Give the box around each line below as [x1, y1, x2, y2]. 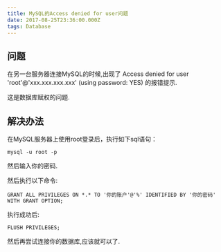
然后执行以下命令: [7, 177, 58, 184]
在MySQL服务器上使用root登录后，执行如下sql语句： [7, 135, 157, 143]
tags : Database [7, 23, 51, 30]
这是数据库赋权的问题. [7, 93, 71, 101]
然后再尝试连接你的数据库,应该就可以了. [7, 238, 121, 245]
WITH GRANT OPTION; [7, 197, 64, 204]
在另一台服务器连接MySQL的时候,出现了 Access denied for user [7, 70, 189, 78]
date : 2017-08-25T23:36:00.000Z [7, 17, 100, 23]
